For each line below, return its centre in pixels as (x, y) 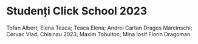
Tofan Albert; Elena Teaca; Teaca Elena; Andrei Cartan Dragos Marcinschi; (99, 28)
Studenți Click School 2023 (77, 11)
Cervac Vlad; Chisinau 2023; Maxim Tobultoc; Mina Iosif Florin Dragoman (98, 34)
